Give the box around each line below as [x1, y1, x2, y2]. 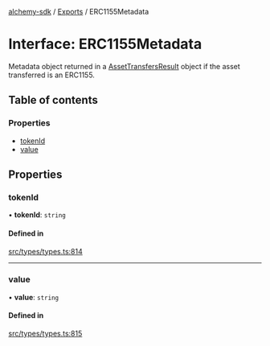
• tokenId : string [8, 210, 66, 220]
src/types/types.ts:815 [8, 329, 83, 339]
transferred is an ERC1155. [8, 70, 95, 80]
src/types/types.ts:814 [8, 246, 83, 256]
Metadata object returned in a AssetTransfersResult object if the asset [8, 61, 241, 71]
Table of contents [8, 93, 98, 107]
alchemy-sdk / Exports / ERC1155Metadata [8, 7, 149, 16]
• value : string [8, 292, 59, 302]
